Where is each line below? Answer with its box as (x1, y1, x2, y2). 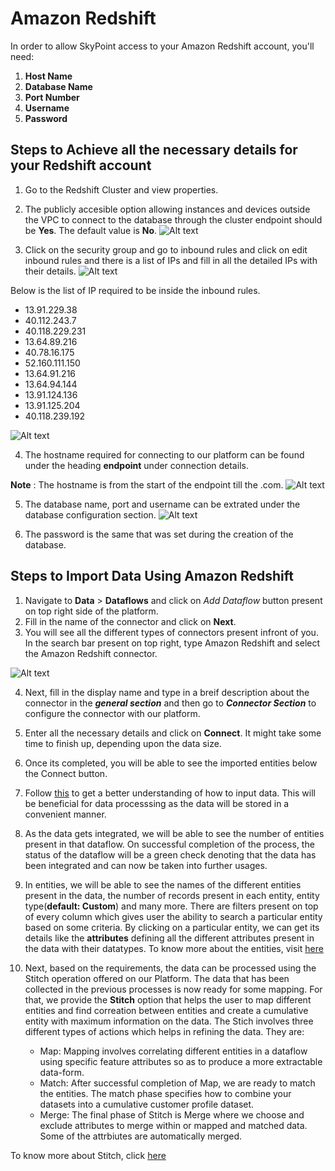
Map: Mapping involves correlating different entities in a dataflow (39, 1045, 308, 1057)
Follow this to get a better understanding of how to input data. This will (24, 787, 316, 799)
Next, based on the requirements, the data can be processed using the (24, 962, 317, 974)
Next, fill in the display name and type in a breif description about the (24, 686, 310, 698)
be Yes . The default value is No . (24, 224, 158, 236)
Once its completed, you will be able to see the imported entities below (24, 757, 318, 769)
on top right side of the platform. (24, 605, 159, 617)
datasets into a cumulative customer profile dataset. (39, 1098, 255, 1110)
